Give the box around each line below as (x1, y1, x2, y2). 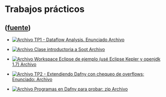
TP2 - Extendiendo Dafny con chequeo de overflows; (34, 71, 144, 77)
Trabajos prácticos (5, 3, 85, 15)
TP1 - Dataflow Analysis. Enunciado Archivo (34, 36, 125, 42)
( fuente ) (5, 23, 31, 32)
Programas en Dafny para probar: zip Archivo (34, 86, 128, 92)
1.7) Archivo (12, 61, 37, 67)
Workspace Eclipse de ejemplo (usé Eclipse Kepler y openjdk (34, 56, 161, 62)
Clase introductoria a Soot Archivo (34, 46, 105, 52)
